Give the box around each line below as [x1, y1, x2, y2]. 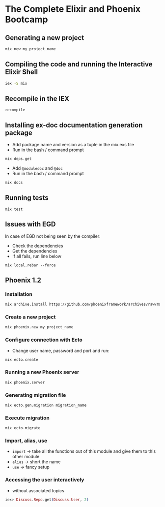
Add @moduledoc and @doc [12, 165, 63, 171]
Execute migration [5, 414, 50, 421]
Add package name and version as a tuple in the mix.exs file [12, 142, 134, 148]
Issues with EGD [5, 220, 56, 228]
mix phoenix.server [5, 380, 45, 385]
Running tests [5, 193, 49, 202]
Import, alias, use [5, 437, 48, 444]
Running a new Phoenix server [5, 369, 80, 376]
